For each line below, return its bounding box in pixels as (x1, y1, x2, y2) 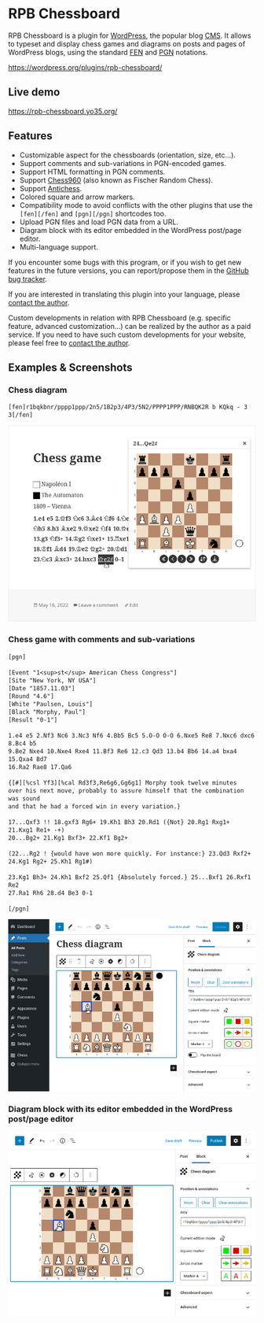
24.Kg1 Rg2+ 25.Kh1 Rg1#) (8, 857, 93, 866)
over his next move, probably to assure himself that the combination (8, 786, 244, 795)
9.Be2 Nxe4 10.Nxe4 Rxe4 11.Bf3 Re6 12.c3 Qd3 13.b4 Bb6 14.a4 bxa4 (8, 747, 237, 756)
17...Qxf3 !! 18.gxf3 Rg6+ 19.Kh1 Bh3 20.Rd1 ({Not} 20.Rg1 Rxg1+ (8, 818, 230, 826)
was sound (8, 794, 41, 803)
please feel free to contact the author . (8, 338, 130, 347)
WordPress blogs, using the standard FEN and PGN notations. (8, 47, 208, 57)
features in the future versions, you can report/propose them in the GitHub (8, 265, 249, 275)
